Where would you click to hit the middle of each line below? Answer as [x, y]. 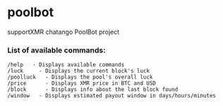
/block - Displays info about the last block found [93, 90]
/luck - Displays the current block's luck [79, 71]
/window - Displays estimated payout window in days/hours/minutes [112, 96]
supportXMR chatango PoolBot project [64, 32]
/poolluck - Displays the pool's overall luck [80, 77]
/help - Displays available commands [66, 65]
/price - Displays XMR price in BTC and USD [82, 83]
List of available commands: [56, 50]
